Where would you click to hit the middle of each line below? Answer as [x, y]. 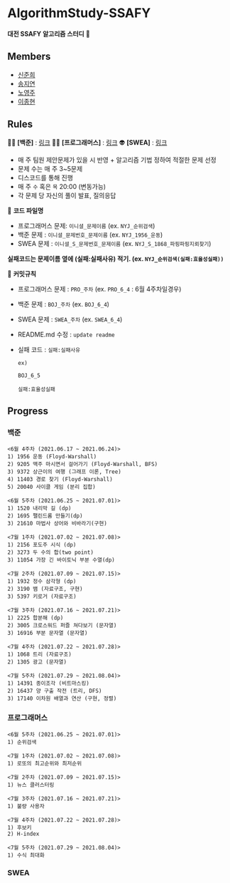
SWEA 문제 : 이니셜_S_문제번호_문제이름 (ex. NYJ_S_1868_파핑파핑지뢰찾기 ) [114, 243]
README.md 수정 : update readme [66, 334]
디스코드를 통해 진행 [45, 177]
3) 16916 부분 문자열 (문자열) [48, 633]
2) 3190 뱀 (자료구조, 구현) [45, 589]
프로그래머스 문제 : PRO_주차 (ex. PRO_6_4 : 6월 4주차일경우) [99, 289]
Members [29, 57]
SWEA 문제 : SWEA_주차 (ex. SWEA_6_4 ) [70, 319]
